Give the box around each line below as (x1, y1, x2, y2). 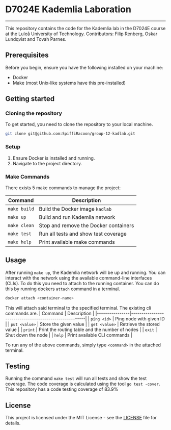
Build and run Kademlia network (39, 213, 116, 220)
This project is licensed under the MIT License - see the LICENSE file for (5, 415, 157, 421)
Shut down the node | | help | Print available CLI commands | (5, 332, 133, 338)
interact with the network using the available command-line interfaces (5, 274, 152, 281)
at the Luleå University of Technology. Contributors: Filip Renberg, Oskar (5, 31, 158, 37)
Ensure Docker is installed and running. (12, 155, 95, 161)
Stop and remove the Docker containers (39, 222, 134, 229)
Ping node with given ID (115, 315, 165, 322)
